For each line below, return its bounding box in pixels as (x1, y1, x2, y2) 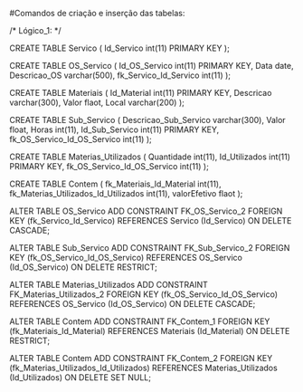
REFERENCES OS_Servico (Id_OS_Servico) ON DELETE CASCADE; (9, 299, 256, 309)
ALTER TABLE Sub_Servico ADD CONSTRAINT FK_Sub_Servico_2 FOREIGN (9, 243, 290, 253)
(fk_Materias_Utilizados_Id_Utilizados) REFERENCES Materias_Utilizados (9, 362, 278, 373)
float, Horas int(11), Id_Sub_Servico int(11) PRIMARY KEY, (9, 124, 220, 135)
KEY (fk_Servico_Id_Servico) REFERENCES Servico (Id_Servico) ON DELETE (9, 215, 292, 225)
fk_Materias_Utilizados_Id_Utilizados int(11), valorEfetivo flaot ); (9, 188, 243, 198)
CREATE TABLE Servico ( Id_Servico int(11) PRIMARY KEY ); (9, 43, 231, 53)
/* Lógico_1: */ (9, 25, 62, 35)
